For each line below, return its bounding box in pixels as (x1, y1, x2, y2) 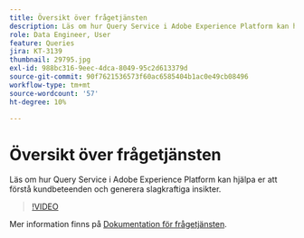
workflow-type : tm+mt (9, 81, 91, 90)
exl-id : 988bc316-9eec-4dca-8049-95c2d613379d (9, 64, 188, 73)
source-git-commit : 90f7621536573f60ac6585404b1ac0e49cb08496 (9, 72, 249, 81)
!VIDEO (31, 201, 59, 213)
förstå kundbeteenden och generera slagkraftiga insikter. (9, 184, 222, 195)
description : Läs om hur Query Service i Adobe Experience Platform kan (9, 22, 290, 31)
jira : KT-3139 (9, 47, 63, 56)
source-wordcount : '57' (9, 89, 100, 98)
